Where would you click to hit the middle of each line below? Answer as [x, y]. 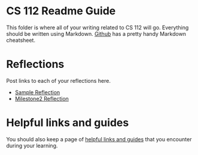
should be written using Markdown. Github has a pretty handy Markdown [96, 33]
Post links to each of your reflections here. [58, 80]
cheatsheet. [21, 40]
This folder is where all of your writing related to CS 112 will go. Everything [98, 27]
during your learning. [32, 145]
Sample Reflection [37, 92]
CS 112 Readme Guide [61, 11]
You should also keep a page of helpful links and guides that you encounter [99, 139]
